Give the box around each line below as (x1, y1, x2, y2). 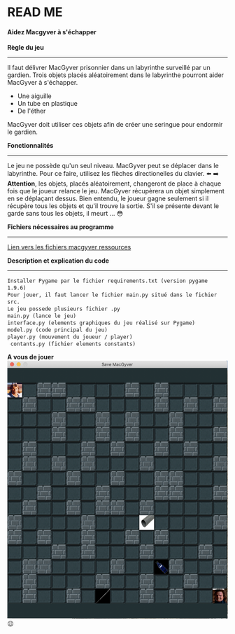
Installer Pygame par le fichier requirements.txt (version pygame (7, 277, 208, 284)
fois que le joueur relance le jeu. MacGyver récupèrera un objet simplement (7, 187, 225, 195)
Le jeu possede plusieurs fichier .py (7, 305, 120, 312)
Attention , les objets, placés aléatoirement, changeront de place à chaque (7, 179, 222, 188)
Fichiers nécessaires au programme (7, 223, 114, 231)
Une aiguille (17, 92, 52, 100)
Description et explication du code (7, 256, 110, 265)
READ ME (7, 4, 63, 20)
